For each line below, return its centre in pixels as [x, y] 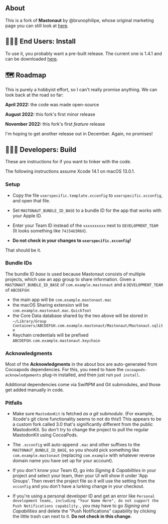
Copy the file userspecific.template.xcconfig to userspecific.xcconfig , [88, 195]
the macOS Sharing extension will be [50, 305]
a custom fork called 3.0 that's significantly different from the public [82, 424]
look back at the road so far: [34, 95]
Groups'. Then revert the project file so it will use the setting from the [84, 481]
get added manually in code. [35, 390]
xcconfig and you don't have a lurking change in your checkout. [78, 486]
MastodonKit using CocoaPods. [45, 435]
